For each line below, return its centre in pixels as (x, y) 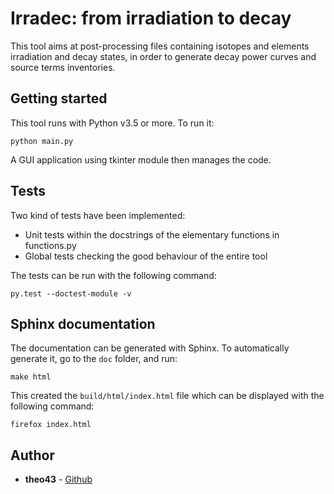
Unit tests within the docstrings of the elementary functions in (152, 234)
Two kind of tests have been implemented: (98, 215)
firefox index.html (51, 425)
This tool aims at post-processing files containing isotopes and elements (160, 46)
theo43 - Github (58, 479)
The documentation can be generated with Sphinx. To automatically (150, 348)
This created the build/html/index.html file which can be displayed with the (167, 396)
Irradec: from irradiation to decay (151, 18)
